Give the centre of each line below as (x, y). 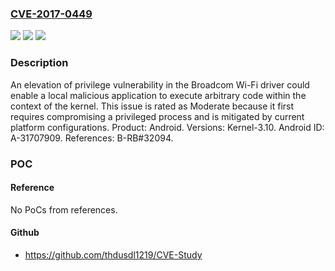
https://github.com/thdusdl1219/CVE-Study (113, 254)
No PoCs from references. (64, 209)
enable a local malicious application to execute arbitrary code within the (158, 95)
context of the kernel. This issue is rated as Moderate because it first (152, 106)
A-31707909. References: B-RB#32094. (92, 138)
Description (39, 63)
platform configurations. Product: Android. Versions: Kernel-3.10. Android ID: (167, 127)
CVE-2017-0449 (51, 14)
